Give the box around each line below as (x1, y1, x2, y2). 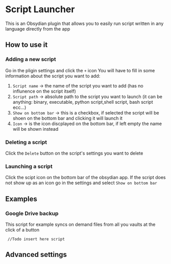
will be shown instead (12, 126, 59, 132)
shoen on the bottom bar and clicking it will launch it (12, 115, 123, 121)
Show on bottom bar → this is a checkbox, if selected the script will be (12, 109, 159, 115)
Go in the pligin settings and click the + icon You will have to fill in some (5, 67, 155, 73)
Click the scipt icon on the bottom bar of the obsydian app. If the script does (5, 174, 166, 181)
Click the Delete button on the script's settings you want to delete (5, 150, 143, 156)
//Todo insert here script (7, 237, 65, 242)
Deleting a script (5, 138, 47, 145)
